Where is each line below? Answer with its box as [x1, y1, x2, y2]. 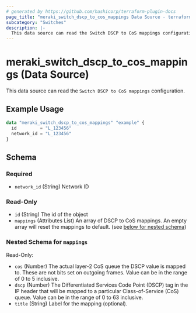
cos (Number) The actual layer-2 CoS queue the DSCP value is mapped [14, 263, 185, 270]
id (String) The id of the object [14, 211, 89, 218]
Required [6, 170, 33, 178]
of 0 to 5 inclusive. [14, 275, 60, 282]
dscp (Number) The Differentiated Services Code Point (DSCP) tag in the [14, 281, 188, 288]
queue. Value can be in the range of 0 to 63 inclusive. [14, 294, 143, 301]
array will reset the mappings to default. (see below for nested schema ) [14, 223, 187, 231]
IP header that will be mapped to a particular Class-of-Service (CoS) [14, 287, 179, 294]
